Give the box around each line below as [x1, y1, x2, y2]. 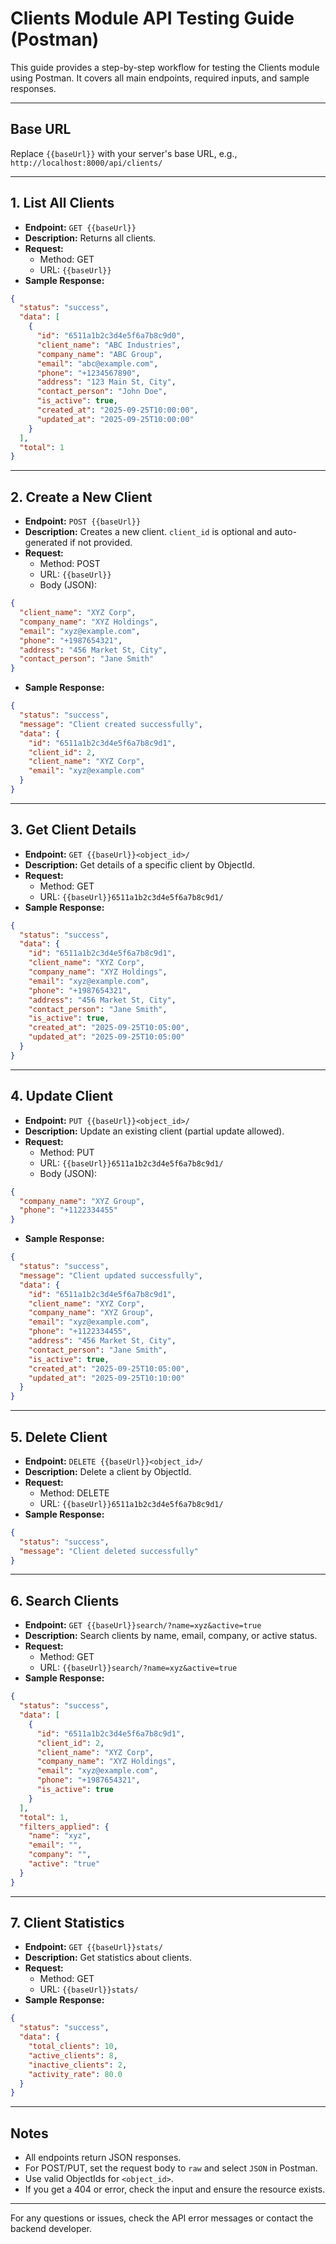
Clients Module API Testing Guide [10, 7, 295, 30]
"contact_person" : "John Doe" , [36, 387, 168, 397]
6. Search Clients [10, 1592, 120, 1609]
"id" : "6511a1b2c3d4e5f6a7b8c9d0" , [36, 331, 186, 341]
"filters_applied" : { [19, 1822, 110, 1832]
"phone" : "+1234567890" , [36, 368, 141, 378]
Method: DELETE [39, 1487, 110, 1499]
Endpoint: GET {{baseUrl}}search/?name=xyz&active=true [24, 1619, 262, 1631]
